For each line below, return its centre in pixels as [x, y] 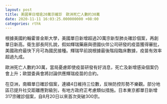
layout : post [19, 10]
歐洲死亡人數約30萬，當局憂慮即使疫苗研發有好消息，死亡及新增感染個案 [80, 67]
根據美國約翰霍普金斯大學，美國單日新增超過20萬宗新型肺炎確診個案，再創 [82, 38]
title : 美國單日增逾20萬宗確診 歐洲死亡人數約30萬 [53, 14]
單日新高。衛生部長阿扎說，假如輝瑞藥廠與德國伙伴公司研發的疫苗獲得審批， [83, 45]
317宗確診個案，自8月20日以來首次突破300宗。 [54, 97]
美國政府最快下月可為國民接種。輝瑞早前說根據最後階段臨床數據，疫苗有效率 [83, 51]
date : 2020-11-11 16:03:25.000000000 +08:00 [52, 19]
